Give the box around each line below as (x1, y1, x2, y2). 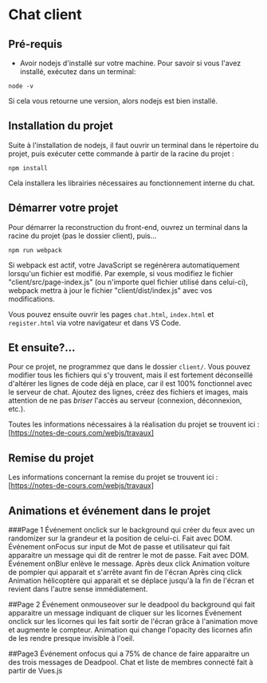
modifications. (8, 294, 56, 303)
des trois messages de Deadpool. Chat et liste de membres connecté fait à (8, 658, 253, 667)
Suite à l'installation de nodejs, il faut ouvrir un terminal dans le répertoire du (8, 140, 259, 150)
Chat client (8, 6, 82, 24)
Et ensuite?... (8, 341, 76, 355)
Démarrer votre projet (8, 201, 119, 215)
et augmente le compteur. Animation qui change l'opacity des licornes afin (8, 625, 253, 634)
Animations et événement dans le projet (8, 504, 211, 517)
